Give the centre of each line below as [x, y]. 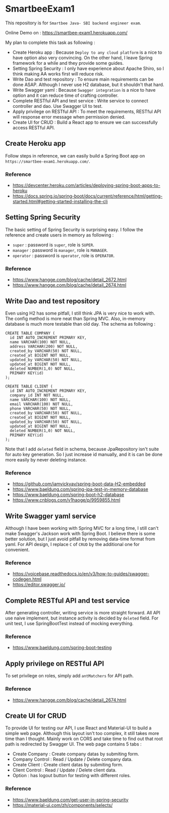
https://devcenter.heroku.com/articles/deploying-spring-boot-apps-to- [86, 185]
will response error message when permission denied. [69, 117]
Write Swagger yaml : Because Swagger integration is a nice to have [84, 90]
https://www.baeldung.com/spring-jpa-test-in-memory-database [80, 489]
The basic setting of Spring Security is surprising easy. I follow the [74, 229]
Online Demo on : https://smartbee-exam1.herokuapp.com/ [66, 32]
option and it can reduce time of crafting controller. [65, 95]
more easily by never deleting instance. [46, 459]
